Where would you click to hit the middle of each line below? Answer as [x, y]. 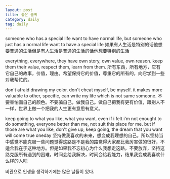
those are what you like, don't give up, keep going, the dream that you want [84, 129]
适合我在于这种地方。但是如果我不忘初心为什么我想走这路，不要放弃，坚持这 [85, 148]
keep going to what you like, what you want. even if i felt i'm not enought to [83, 119]
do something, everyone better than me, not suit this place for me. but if [80, 124]
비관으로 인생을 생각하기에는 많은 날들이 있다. [50, 172]
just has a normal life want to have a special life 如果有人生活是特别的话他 [82, 45]
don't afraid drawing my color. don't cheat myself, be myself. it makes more [84, 90]
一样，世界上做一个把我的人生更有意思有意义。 [54, 109]
